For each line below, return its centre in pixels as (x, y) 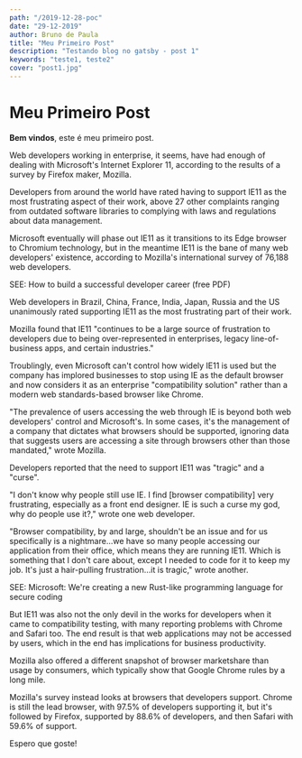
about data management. (56, 220)
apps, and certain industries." (99, 347)
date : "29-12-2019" (46, 26)
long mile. (27, 679)
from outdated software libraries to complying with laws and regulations (143, 211)
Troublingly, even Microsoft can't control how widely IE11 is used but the (143, 365)
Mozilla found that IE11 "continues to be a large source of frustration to (140, 328)
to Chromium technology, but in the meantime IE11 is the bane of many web (149, 247)
